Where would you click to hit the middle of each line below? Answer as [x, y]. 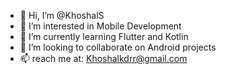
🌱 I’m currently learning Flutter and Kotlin [104, 36]
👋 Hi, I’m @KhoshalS [62, 15]
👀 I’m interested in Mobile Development [100, 26]
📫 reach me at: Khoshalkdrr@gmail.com [103, 58]
